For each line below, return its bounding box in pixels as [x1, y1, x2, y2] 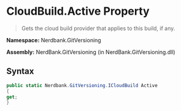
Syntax [6, 66, 34, 77]
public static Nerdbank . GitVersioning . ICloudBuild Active [6, 82, 158, 88]
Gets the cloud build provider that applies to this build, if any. [21, 25, 175, 32]
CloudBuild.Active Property [6, 4, 150, 18]
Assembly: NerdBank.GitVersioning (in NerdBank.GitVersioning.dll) [6, 48, 176, 56]
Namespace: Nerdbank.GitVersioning [6, 36, 101, 44]
